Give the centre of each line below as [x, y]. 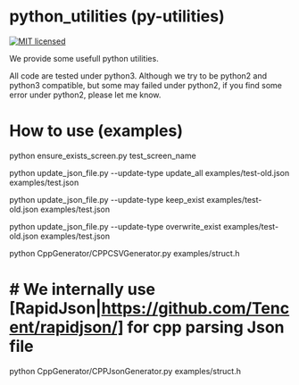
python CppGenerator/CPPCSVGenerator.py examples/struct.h [125, 253]
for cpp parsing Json [206, 327]
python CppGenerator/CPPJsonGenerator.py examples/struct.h [125, 371]
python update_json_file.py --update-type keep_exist [107, 199]
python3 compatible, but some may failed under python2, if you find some [146, 85]
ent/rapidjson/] [66, 327]
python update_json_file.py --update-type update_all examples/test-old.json [149, 172]
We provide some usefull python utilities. [84, 58]
